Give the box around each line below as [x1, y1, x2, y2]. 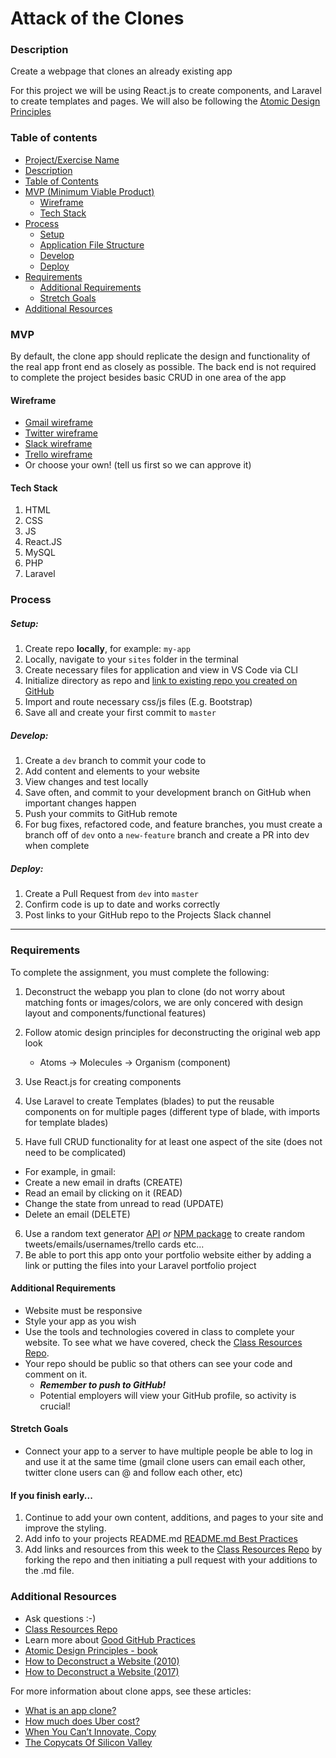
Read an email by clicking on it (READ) [24, 1187, 183, 1199]
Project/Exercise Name [24, 153, 120, 166]
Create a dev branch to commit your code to [24, 755, 207, 767]
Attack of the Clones [10, 7, 185, 30]
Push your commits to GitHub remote [24, 808, 178, 820]
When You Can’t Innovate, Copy [24, 1725, 157, 1737]
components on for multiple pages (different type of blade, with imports [24, 1105, 321, 1117]
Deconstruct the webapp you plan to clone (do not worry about [24, 985, 286, 997]
